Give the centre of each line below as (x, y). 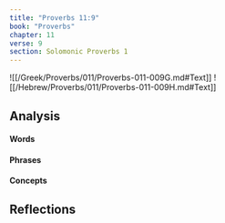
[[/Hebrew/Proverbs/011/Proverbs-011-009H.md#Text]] (113, 87)
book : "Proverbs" (42, 26)
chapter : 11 (32, 35)
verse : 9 (26, 43)
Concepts (28, 181)
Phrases (26, 159)
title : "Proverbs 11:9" (55, 18)
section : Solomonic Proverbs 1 (69, 52)
